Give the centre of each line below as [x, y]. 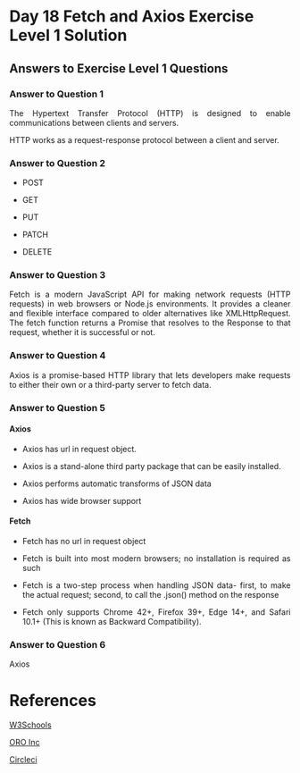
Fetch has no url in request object [84, 542]
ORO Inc [25, 743]
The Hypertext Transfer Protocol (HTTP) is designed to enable [150, 113]
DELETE [37, 252]
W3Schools [30, 725]
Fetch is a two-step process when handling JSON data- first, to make [156, 585]
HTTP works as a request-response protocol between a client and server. [144, 139]
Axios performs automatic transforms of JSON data [117, 483]
